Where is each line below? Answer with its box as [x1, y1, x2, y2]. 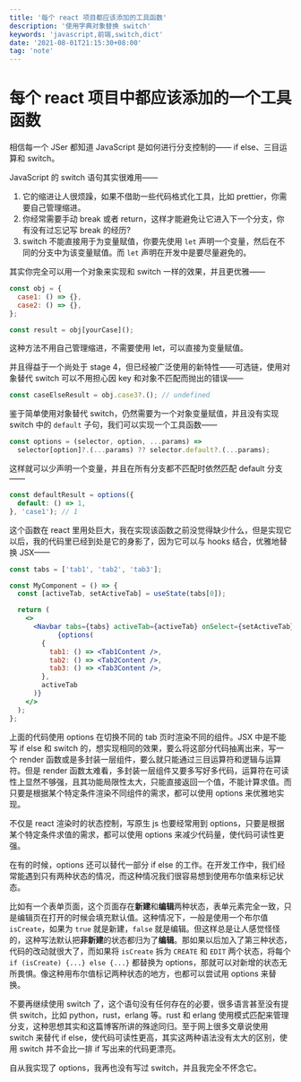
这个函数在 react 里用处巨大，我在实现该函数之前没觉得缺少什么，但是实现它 [9, 524, 292, 535]
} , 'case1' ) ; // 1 [9, 507, 78, 516]
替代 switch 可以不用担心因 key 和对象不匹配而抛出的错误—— [16, 373, 244, 384]
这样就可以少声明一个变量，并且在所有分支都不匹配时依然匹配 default [9, 463, 265, 474]
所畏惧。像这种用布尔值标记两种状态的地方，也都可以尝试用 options [9, 968, 259, 979]
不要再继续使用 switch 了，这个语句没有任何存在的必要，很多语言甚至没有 [9, 998, 281, 1009]
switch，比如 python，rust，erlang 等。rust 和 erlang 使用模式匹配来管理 [19, 1009, 289, 1020]
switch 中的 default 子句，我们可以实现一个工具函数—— [9, 419, 218, 431]
